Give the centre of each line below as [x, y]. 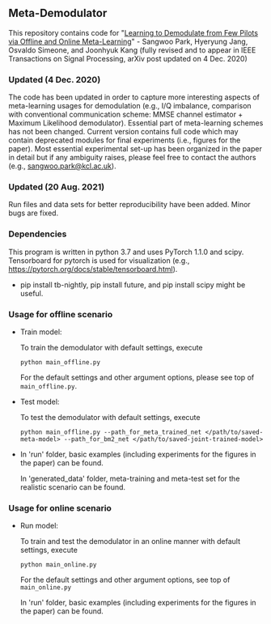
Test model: [40, 401]
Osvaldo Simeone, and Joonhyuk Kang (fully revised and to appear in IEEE [132, 50]
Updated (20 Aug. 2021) [57, 187]
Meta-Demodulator [58, 13]
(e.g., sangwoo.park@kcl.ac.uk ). [62, 166]
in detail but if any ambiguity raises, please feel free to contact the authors [132, 158]
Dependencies [38, 234]
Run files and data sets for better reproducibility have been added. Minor [129, 205]
